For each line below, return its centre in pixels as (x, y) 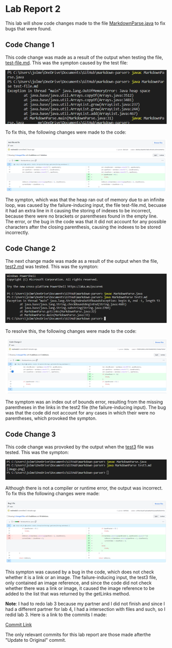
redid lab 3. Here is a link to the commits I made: (56, 615)
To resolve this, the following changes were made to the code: (71, 331)
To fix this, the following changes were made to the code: (66, 132)
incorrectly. (17, 232)
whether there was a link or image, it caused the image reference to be (80, 588)
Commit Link (19, 625)
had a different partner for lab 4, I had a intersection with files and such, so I (85, 609)
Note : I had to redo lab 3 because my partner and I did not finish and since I (85, 604)
